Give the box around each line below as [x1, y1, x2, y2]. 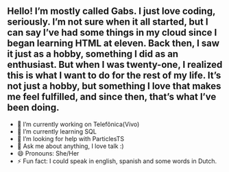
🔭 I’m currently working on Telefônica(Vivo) [16, 120, 140, 128]
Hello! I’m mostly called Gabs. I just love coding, [7, 5, 216, 17]
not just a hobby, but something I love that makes [7, 80, 221, 92]
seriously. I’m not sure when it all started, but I [7, 16, 208, 28]
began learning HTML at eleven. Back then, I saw [7, 38, 220, 49]
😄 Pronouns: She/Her [16, 149, 80, 157]
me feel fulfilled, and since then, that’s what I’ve [7, 91, 217, 103]
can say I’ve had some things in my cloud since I [7, 27, 217, 38]
